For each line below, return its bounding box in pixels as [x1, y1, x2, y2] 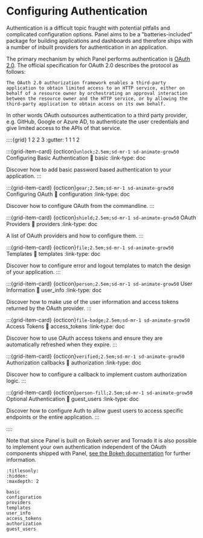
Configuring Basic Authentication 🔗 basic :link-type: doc [6, 154, 146, 161]
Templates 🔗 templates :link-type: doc [6, 250, 101, 258]
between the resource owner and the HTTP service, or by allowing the [6, 96, 188, 102]
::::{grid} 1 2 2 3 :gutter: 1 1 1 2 [6, 136, 80, 143]
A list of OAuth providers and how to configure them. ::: [6, 232, 144, 239]
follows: [6, 68, 26, 75]
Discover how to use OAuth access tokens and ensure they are [6, 334, 163, 342]
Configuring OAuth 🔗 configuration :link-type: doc [6, 190, 130, 198]
